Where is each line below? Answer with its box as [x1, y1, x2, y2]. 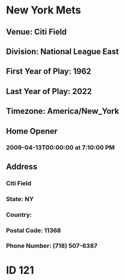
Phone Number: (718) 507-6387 [6, 242, 98, 250]
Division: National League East [6, 46, 119, 56]
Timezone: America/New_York [6, 106, 119, 116]
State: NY [6, 195, 34, 203]
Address [6, 161, 38, 171]
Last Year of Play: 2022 [6, 86, 92, 96]
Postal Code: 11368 [6, 226, 62, 234]
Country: [6, 210, 32, 219]
